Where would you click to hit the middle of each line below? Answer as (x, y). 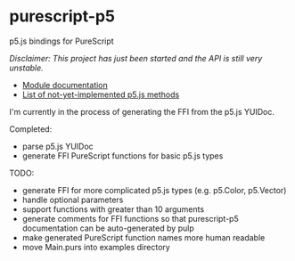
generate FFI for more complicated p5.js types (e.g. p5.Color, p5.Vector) (154, 190)
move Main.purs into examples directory (96, 247)
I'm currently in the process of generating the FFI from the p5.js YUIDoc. (142, 111)
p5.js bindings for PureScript (61, 41)
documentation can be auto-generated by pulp (108, 228)
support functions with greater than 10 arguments (113, 209)
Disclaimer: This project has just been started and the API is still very (136, 58)
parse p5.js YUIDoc (57, 146)
